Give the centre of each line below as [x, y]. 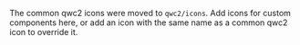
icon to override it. [44, 32]
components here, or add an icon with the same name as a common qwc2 [149, 22]
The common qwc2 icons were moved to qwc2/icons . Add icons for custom [150, 13]
